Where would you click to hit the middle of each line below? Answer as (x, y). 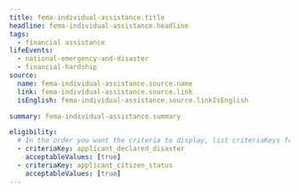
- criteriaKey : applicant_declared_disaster (101, 149)
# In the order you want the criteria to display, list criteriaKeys (149, 140)
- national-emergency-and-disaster (83, 59)
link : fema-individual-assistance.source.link (105, 92)
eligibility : (33, 132)
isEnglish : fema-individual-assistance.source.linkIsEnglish (133, 100)
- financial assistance (61, 42)
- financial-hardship (57, 68)
